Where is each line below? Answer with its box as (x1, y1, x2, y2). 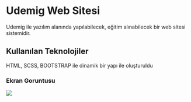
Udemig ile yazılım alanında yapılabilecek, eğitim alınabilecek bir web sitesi (6, 23, 186, 30)
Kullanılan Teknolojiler (6, 47, 89, 57)
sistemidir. (6, 29, 31, 36)
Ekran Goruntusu (6, 76, 55, 85)
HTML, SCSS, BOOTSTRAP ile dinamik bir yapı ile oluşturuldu (6, 62, 153, 69)
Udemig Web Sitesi (6, 4, 100, 17)
